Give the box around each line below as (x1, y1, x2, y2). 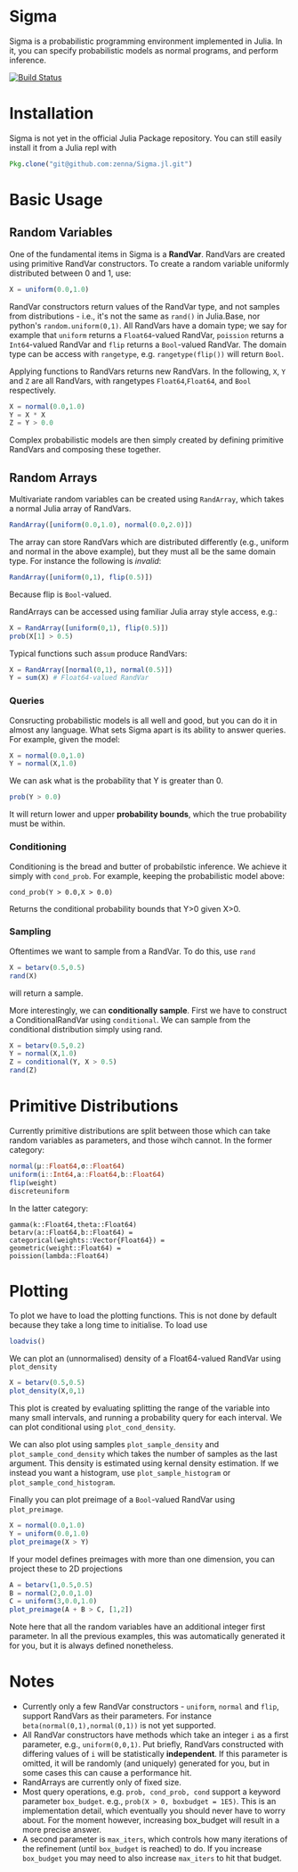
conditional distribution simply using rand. (9, 1023, 163, 1034)
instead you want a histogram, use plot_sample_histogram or (9, 1468, 231, 1479)
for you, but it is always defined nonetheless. (9, 1640, 173, 1652)
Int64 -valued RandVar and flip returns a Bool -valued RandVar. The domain (9, 339, 287, 350)
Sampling (9, 925, 52, 938)
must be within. (9, 818, 66, 829)
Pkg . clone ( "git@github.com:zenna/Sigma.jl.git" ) (9, 159, 193, 169)
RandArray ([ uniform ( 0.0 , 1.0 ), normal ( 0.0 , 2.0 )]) (9, 520, 193, 530)
